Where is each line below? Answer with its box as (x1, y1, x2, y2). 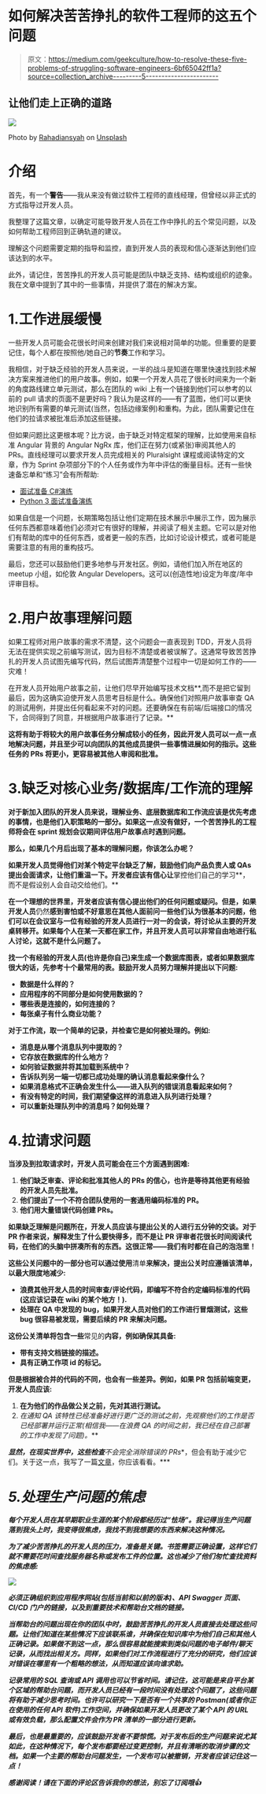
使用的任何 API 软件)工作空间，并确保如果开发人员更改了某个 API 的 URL (14, 1705, 249, 1714)
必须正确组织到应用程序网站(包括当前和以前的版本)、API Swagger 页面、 (8, 1593, 245, 1603)
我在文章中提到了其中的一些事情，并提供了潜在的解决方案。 (8, 279, 201, 289)
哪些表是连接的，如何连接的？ (19, 999, 116, 1008)
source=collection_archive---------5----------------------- (27, 72, 219, 81)
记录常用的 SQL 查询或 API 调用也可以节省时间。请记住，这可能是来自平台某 (8, 1676, 254, 1685)
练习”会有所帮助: (46, 469, 100, 479)
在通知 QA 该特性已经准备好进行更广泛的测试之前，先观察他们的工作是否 (19, 1411, 254, 1421)
